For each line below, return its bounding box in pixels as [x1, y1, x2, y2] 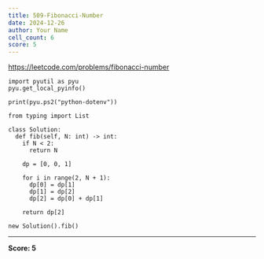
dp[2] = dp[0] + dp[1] [28, 194, 104, 203]
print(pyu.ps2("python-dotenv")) [8, 98, 118, 106]
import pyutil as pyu [8, 78, 79, 86]
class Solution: [8, 126, 61, 134]
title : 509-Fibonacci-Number [8, 11, 104, 20]
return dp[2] [22, 209, 65, 216]
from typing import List [8, 112, 90, 120]
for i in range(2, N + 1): [22, 174, 111, 182]
